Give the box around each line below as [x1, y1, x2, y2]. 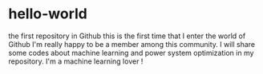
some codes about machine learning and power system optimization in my [8, 48, 254, 57]
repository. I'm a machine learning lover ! [8, 56, 144, 66]
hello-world [8, 5, 88, 23]
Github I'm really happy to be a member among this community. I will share [8, 39, 256, 49]
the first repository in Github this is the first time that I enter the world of [8, 31, 246, 41]
